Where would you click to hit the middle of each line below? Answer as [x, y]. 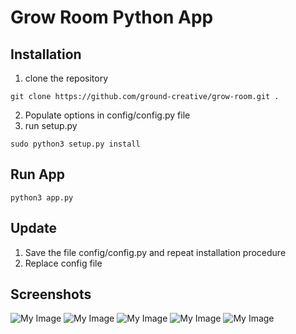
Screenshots [51, 294]
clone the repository [66, 78]
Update [34, 228]
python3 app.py [42, 197]
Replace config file [63, 263]
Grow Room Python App [112, 17]
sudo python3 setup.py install [75, 144]
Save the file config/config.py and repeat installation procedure [155, 252]
